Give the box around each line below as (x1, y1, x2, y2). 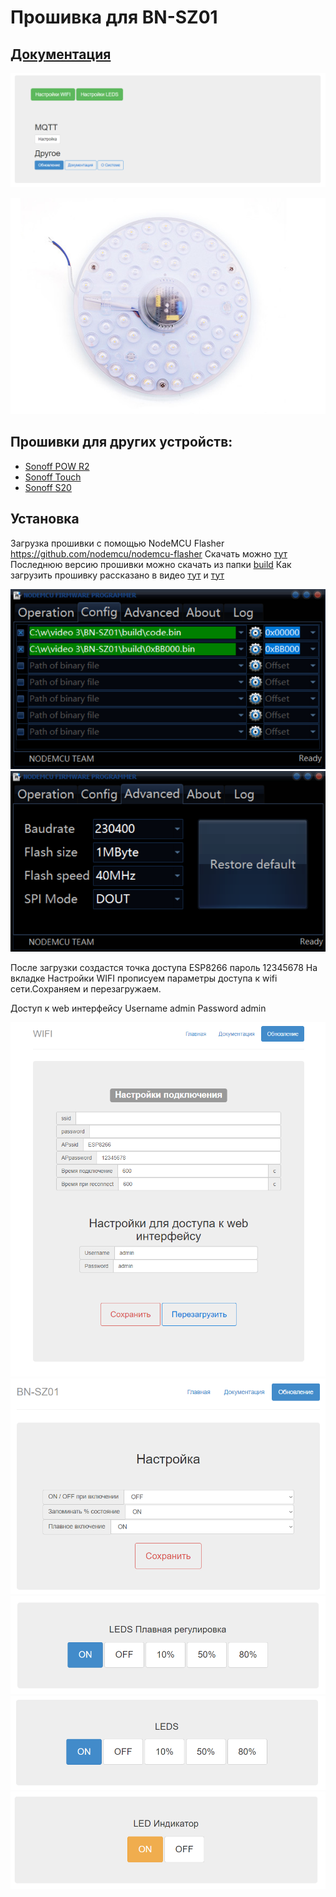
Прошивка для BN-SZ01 (10, 6, 218, 29)
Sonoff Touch (24, 471, 82, 483)
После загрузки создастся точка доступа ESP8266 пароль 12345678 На (10, 961, 318, 973)
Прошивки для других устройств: (10, 434, 233, 451)
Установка (10, 511, 80, 528)
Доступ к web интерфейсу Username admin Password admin (10, 1002, 267, 1014)
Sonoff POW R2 (24, 460, 90, 472)
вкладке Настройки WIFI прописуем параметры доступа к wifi (10, 972, 278, 984)
